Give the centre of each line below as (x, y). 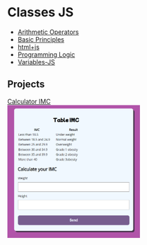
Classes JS (41, 12)
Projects (26, 85)
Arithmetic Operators (48, 32)
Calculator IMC (29, 101)
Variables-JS (36, 62)
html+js (29, 47)
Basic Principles (41, 39)
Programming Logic (46, 55)
